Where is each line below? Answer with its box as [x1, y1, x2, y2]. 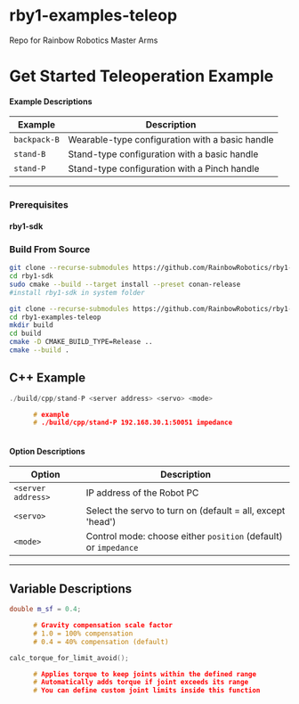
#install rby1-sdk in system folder [9, 288, 145, 297]
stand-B [13, 149, 46, 160]
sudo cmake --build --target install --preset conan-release [9, 280, 241, 289]
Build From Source [9, 242, 91, 255]
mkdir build [9, 321, 53, 330]
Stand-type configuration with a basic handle [68, 148, 259, 160]
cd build [9, 329, 42, 339]
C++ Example [9, 371, 86, 386]
